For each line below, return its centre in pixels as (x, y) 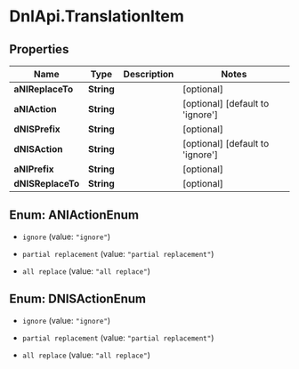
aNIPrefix (34, 169)
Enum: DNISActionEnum (78, 299)
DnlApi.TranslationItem (97, 16)
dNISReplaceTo (47, 184)
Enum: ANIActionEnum (74, 215)
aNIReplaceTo (44, 89)
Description (149, 74)
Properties (39, 49)
